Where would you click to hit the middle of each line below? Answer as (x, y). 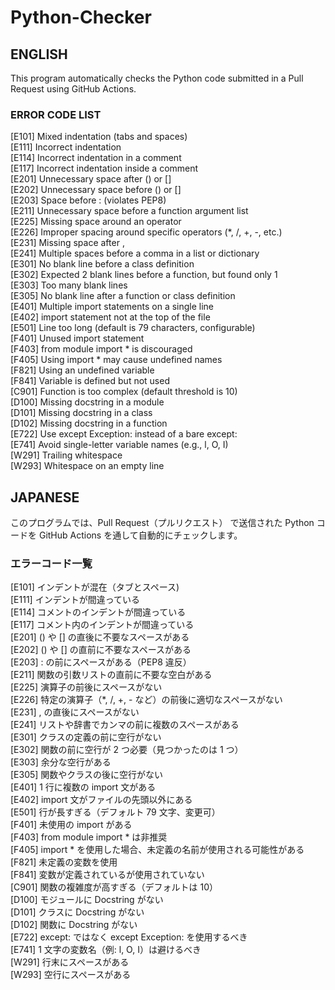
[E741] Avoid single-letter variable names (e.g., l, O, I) (119, 445)
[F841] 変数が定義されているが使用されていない (107, 875)
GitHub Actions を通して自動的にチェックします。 (140, 535)
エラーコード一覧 (51, 564)
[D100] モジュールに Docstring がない (87, 900)
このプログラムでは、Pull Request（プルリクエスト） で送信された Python (162, 523)
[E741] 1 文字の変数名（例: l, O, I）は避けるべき (106, 950)
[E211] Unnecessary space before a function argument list (129, 211)
